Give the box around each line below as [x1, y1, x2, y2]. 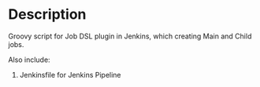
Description [8, 5, 87, 24]
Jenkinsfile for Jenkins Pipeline [19, 70, 121, 79]
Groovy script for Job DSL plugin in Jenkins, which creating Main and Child [8, 31, 252, 41]
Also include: [8, 55, 50, 64]
